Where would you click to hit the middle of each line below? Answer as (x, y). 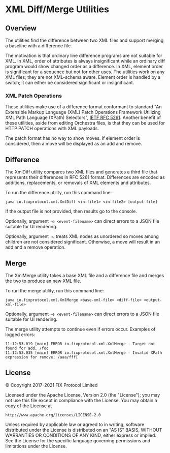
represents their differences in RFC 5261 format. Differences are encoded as (85, 177)
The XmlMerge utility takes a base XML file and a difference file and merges (85, 275)
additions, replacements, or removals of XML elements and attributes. (78, 183)
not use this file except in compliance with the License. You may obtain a (81, 400)
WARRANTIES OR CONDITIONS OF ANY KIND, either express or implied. (81, 435)
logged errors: (20, 335)
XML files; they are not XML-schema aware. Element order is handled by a (83, 77)
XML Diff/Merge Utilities (57, 9)
